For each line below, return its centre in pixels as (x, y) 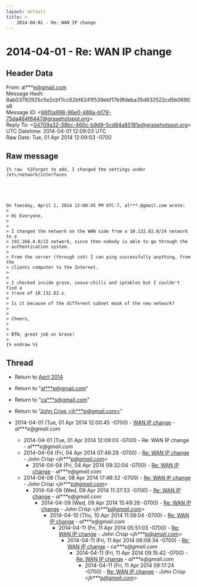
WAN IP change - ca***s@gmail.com (112, 546)
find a (14, 288)
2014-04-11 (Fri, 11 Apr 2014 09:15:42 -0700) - (132, 553)
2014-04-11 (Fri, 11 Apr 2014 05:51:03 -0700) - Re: (119, 528)
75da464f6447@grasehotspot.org (48, 119)
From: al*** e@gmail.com (36, 87)
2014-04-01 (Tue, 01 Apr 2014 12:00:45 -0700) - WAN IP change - (95, 422)
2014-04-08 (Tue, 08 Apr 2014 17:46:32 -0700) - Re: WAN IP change (107, 478)
